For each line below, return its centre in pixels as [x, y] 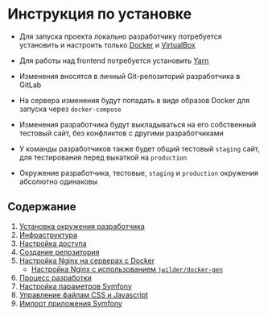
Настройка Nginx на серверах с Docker [87, 260]
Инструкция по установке [100, 14]
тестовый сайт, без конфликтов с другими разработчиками [122, 133]
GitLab [30, 85]
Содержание [42, 207]
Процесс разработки [55, 277]
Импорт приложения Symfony [70, 303]
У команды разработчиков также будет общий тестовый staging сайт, [140, 148]
